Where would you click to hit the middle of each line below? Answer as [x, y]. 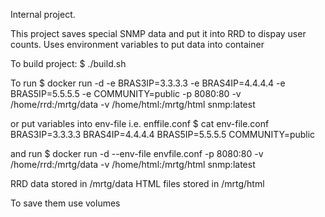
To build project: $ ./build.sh [68, 63]
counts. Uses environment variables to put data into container [137, 44]
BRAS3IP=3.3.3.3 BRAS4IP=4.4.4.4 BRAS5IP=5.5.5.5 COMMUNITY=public [163, 134]
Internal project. [43, 14]
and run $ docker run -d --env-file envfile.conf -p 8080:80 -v [137, 153]
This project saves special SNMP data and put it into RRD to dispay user [158, 33]
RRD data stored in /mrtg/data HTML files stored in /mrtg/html [137, 183]
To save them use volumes [65, 203]
